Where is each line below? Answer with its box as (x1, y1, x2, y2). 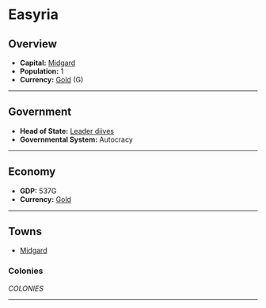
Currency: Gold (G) (19, 75, 84, 84)
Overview (8, 37, 58, 51)
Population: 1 (19, 67, 64, 76)
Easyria (8, 6, 59, 24)
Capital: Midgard (19, 58, 76, 67)
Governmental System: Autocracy (19, 135, 133, 144)
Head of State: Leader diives (19, 126, 115, 135)
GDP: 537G (19, 186, 57, 196)
